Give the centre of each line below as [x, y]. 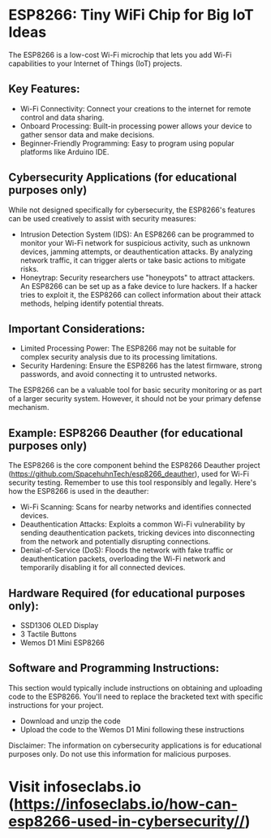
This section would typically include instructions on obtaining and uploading [135, 687]
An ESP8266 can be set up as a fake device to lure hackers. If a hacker [139, 286]
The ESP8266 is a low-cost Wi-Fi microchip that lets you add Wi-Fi [120, 55]
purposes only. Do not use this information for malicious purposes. [120, 753]
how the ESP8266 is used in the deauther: [79, 491]
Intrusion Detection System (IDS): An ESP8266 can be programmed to [137, 234]
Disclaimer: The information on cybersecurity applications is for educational [135, 745]
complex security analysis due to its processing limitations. [118, 357]
